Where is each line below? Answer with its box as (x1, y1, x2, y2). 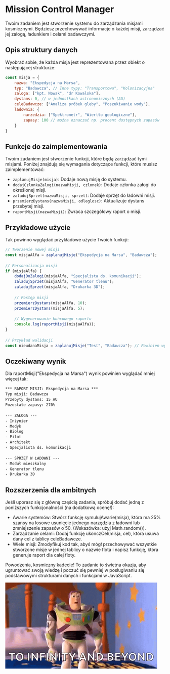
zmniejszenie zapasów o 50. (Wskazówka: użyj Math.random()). (12, 525, 146, 531)
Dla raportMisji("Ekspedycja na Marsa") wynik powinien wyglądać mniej (5, 370, 155, 376)
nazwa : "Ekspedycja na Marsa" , (14, 80, 80, 86)
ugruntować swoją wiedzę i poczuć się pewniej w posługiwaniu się (5, 567, 145, 573)
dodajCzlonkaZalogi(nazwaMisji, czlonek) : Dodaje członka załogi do (12, 182, 156, 188)
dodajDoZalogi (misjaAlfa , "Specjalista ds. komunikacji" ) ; (14, 274, 142, 279)
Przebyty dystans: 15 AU (5, 397, 58, 402)
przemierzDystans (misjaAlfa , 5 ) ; (14, 306, 85, 311)
